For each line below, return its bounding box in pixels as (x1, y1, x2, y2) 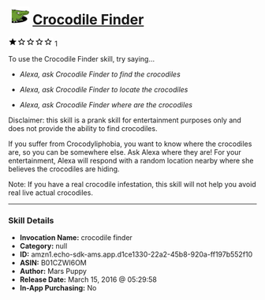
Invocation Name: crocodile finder (19, 233, 132, 242)
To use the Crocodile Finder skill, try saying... (8, 54, 155, 63)
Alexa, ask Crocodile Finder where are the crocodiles (19, 99, 193, 109)
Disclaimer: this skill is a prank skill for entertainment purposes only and (8, 115, 242, 125)
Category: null (19, 242, 68, 251)
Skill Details (8, 215, 54, 226)
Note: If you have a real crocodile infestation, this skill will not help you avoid (8, 179, 256, 189)
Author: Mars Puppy (19, 267, 87, 276)
